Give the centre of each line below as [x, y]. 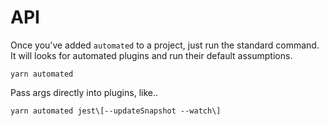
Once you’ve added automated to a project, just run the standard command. [165, 45]
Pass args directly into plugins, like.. [84, 92]
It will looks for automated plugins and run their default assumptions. [151, 55]
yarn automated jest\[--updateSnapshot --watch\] [116, 111]
